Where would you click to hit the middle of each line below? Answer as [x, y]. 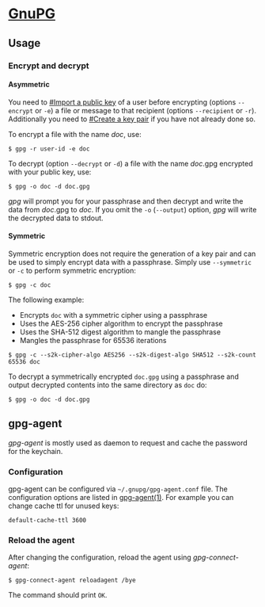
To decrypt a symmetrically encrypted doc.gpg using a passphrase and [123, 376]
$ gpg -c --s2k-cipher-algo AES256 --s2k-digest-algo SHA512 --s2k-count [132, 355]
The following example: [46, 300]
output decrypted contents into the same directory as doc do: [108, 384]
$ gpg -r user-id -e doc [49, 149]
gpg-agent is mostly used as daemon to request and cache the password [128, 443]
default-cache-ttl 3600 [47, 521]
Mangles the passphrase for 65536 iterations [93, 340]
